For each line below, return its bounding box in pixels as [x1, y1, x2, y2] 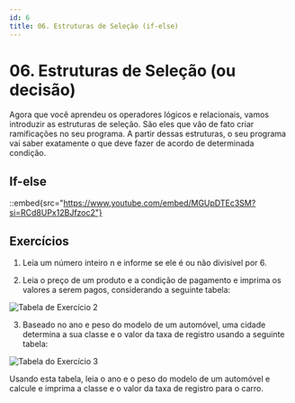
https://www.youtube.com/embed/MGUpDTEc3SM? [62, 197, 256, 208]
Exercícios [9, 234, 69, 249]
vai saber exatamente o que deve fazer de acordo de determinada [9, 138, 255, 149]
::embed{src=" [9, 197, 64, 208]
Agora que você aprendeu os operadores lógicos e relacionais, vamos [9, 109, 270, 120]
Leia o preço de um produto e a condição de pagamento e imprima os [22, 275, 282, 286]
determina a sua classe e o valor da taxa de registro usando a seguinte [22, 329, 285, 340]
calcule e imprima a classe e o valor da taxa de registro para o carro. [9, 383, 264, 394]
